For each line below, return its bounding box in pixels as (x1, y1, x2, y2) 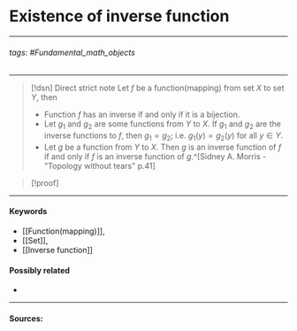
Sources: (9, 312, 43, 324)
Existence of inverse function (9, 6, 230, 27)
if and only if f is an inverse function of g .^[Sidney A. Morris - (43, 150, 267, 161)
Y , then (30, 92, 57, 103)
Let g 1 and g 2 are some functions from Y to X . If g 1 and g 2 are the (43, 119, 281, 131)
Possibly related (9, 265, 71, 275)
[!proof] (30, 177, 59, 188)
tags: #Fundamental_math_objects (9, 47, 135, 58)
